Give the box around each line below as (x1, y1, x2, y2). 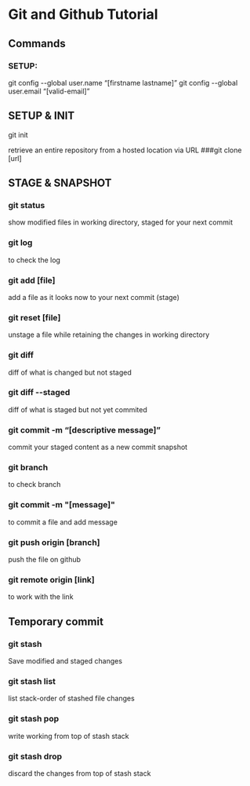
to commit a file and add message (8, 517, 118, 527)
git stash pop (8, 713, 60, 724)
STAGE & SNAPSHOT (8, 177, 112, 190)
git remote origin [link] (8, 574, 96, 585)
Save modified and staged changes (8, 656, 123, 666)
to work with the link (8, 592, 74, 601)
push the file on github (8, 555, 81, 565)
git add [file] (8, 275, 56, 286)
